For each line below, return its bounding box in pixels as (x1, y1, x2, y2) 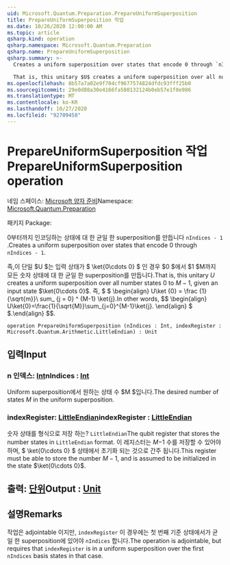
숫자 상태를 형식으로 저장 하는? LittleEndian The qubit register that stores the (7, 429, 220, 437)
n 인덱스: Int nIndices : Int (7, 371, 90, 380)
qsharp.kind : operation (7, 36, 75, 43)
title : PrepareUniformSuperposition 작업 (7, 16, 125, 23)
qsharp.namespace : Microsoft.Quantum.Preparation (7, 42, 152, 49)
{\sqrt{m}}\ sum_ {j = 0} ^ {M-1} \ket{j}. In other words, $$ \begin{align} (7, 295, 207, 303)
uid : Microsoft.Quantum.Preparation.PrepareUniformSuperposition (7, 10, 197, 17)
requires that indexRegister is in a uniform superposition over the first (7, 544, 204, 553)
